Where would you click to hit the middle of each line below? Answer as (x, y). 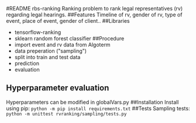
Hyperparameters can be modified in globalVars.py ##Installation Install (92, 102)
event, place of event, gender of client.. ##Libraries (68, 21)
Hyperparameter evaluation (58, 88)
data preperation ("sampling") (50, 51)
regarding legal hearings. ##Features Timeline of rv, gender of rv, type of (94, 15)
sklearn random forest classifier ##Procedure (69, 38)
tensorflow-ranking (38, 32)
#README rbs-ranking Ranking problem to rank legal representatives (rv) (94, 8)
